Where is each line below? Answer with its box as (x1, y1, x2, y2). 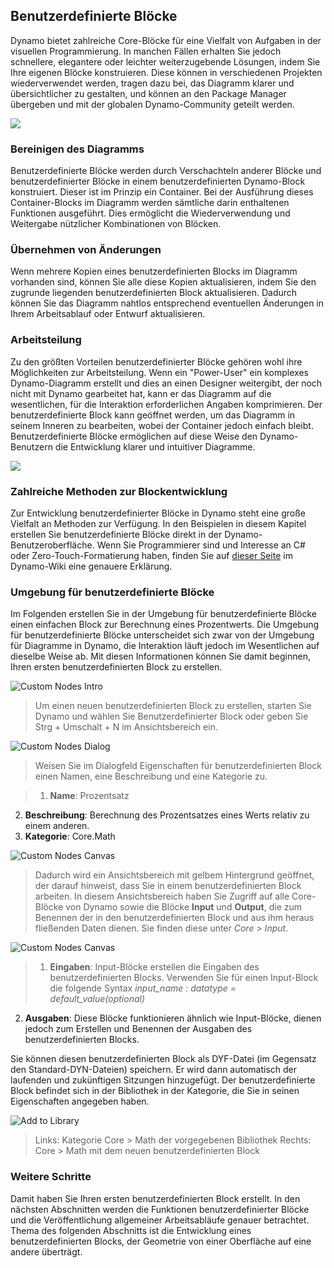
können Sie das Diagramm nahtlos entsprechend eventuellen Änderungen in (10, 297, 325, 309)
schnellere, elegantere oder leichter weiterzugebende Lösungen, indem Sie (10, 55, 321, 68)
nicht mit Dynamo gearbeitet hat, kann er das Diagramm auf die (10, 387, 272, 399)
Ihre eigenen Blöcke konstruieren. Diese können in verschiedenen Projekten (10, 66, 323, 78)
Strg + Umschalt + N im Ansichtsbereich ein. (34, 721, 218, 733)
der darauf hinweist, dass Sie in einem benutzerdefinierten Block (34, 880, 302, 892)
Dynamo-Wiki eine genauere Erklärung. (10, 560, 173, 572)
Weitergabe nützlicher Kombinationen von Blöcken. (10, 218, 222, 230)
